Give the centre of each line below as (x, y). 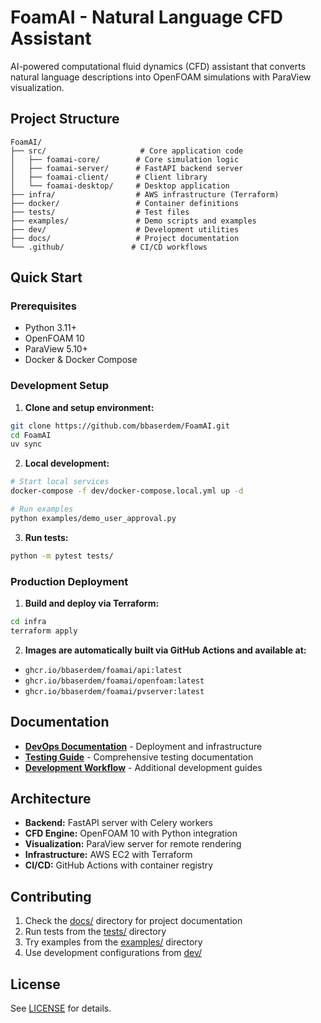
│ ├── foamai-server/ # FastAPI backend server (127, 168)
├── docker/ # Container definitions (125, 203)
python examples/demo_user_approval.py (93, 518)
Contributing (51, 896)
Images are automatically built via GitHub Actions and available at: (165, 650)
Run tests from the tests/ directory (95, 932)
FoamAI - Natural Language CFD (147, 17)
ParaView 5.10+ (56, 349)
